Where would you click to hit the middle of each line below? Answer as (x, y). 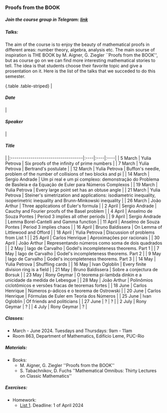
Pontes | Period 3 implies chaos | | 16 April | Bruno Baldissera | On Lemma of (84, 227)
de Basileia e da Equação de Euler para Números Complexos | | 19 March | (82, 185)
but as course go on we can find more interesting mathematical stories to (80, 60)
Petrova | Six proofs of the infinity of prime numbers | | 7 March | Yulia (77, 163)
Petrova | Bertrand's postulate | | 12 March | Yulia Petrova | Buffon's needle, (83, 169)
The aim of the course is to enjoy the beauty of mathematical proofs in (77, 44)
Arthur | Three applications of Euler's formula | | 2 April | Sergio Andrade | (81, 206)
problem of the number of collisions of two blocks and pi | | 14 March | (77, 174)
